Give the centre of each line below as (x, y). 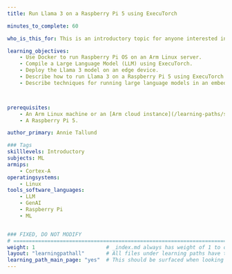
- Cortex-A (35, 171)
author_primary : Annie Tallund (52, 133)
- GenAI (30, 203)
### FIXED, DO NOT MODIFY (44, 234)
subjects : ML (26, 158)
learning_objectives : (38, 51)
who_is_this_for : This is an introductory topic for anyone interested (112, 39)
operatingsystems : (33, 177)
